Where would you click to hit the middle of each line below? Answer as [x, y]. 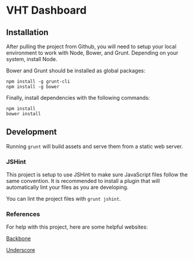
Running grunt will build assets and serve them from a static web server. [95, 146]
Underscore [21, 250]
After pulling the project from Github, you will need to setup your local [91, 46]
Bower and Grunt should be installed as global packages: [76, 71]
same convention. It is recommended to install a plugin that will [83, 181]
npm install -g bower [33, 87]
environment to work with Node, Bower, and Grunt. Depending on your [92, 53]
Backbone [19, 239]
